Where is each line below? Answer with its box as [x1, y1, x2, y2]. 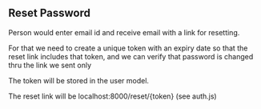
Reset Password [8, 6, 90, 20]
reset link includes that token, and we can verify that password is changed [8, 51, 254, 61]
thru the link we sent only [8, 60, 92, 70]
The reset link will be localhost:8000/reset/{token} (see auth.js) [8, 91, 218, 101]
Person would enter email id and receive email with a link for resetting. [8, 27, 240, 37]
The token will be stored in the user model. [8, 75, 150, 85]
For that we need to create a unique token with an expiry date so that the [8, 43, 248, 53]
